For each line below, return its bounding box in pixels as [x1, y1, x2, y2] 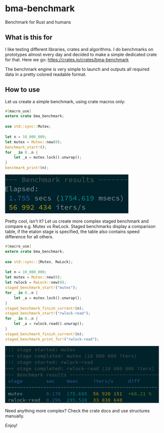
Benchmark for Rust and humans [5, 19, 71, 25]
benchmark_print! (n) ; [5, 165, 49, 170]
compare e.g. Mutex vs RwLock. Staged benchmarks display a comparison [5, 224, 156, 229]
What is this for [5, 33, 53, 42]
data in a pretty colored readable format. [5, 71, 87, 77]
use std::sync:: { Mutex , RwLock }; [5, 259, 73, 264]
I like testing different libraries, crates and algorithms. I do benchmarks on [5, 46, 154, 52]
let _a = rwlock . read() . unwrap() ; [14, 321, 84, 326]
